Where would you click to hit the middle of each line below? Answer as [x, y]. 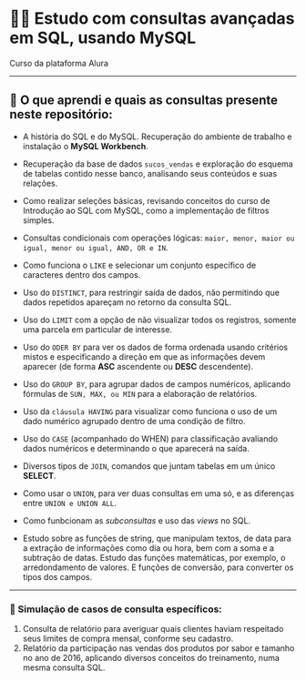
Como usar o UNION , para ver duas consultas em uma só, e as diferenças [158, 493]
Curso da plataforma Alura [59, 63]
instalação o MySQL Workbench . [85, 146]
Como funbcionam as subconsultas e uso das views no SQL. [137, 520]
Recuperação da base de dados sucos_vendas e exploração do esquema [158, 164]
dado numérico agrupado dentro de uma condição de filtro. [134, 421]
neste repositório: [61, 114]
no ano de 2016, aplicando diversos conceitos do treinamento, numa [151, 658]
